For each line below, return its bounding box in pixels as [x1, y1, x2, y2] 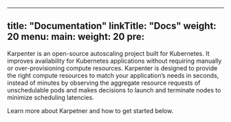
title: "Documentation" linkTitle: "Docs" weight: [7, 20, 217, 32]
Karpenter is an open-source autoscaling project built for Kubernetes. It [7, 49, 210, 57]
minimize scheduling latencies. [7, 93, 94, 101]
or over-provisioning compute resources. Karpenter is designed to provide [7, 63, 218, 72]
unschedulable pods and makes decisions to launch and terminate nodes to [7, 85, 221, 94]
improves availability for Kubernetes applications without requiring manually [7, 57, 222, 65]
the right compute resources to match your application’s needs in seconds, [7, 71, 219, 79]
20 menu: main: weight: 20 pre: [7, 31, 145, 43]
